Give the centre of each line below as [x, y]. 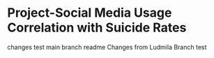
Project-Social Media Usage [90, 13]
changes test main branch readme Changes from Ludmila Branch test [107, 47]
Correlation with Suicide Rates [97, 28]
